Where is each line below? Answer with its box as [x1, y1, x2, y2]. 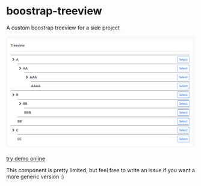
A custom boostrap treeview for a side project [6, 24, 120, 31]
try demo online [6, 155, 46, 162]
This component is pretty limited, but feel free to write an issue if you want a [6, 166, 196, 173]
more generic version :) [6, 173, 64, 180]
